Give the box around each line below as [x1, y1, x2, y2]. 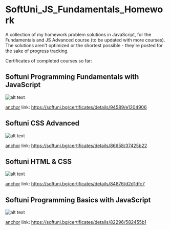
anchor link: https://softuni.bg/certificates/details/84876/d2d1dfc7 [5, 181, 145, 187]
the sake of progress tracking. [5, 48, 69, 54]
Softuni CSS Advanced [5, 119, 80, 128]
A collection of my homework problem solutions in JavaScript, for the [5, 31, 152, 37]
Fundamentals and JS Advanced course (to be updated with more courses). [5, 37, 165, 43]
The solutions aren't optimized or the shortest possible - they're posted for [5, 42, 163, 48]
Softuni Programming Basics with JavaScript [5, 196, 151, 204]
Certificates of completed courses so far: [5, 57, 92, 64]
